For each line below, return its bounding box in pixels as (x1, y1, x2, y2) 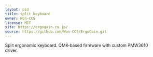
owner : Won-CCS (5, 16, 36, 21)
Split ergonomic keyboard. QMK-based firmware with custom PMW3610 (5, 43, 148, 48)
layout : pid (5, 7, 29, 12)
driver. (5, 47, 18, 53)
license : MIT (5, 20, 31, 25)
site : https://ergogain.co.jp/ (5, 25, 68, 30)
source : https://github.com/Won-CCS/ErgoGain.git (5, 29, 107, 34)
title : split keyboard (5, 11, 51, 16)
